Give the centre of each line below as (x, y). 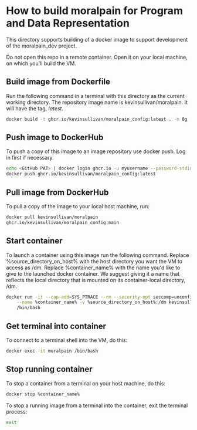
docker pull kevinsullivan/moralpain (52, 217)
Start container (34, 241)
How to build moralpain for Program (95, 11)
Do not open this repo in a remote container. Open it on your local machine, (97, 57)
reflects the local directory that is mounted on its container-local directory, (96, 280)
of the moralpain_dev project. (42, 46)
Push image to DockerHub (55, 138)
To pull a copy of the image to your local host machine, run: (78, 206)
